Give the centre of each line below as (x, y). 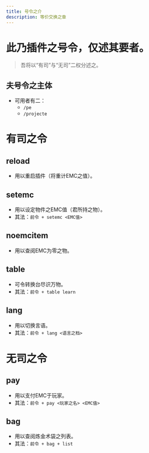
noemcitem (27, 236)
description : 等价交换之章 (36, 17)
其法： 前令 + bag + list (44, 444)
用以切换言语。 (32, 325)
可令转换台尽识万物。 (40, 284)
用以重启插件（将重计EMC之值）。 (55, 176)
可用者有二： (30, 101)
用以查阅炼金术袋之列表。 (45, 436)
